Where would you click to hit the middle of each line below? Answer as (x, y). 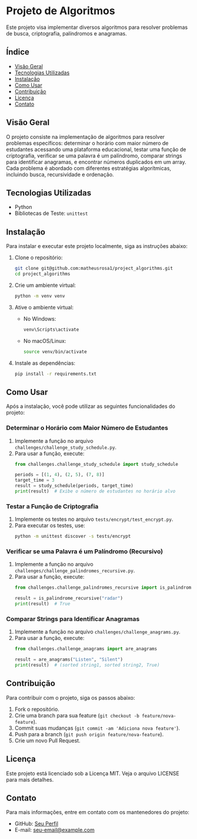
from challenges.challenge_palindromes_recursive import (86, 588)
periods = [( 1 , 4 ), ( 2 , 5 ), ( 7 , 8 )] (59, 475)
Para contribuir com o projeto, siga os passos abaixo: (71, 697)
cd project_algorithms (42, 274)
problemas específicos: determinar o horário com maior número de (87, 143)
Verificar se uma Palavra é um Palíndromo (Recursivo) (85, 551)
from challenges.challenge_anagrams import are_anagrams (86, 649)
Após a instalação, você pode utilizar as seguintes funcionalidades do (91, 406)
